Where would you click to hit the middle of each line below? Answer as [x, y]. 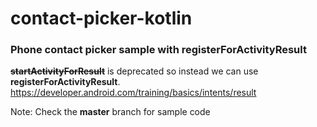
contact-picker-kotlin [101, 18]
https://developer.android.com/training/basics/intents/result [133, 93]
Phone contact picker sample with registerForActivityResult [158, 50]
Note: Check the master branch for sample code [110, 112]
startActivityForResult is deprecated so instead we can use [134, 71]
